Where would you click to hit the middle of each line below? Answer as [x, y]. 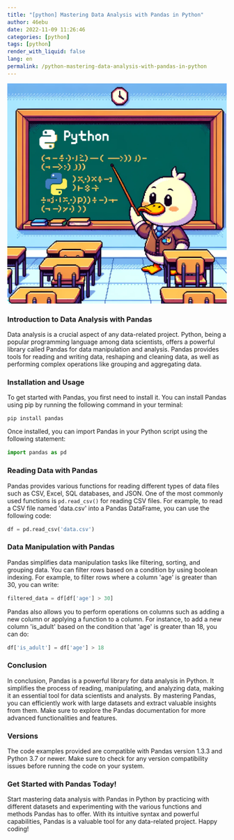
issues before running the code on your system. [76, 766]
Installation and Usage [46, 382]
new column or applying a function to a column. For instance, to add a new [114, 619]
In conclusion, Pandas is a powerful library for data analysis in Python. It [111, 681]
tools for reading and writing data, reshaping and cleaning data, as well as [113, 357]
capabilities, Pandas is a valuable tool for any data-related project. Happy [112, 822]
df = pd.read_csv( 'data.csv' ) [51, 529]
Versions [23, 736]
